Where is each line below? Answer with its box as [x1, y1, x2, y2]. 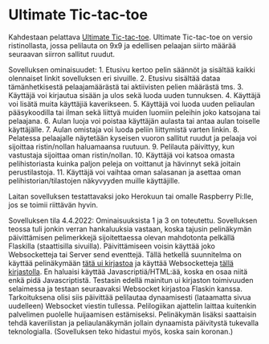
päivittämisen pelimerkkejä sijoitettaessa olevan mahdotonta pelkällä [8, 232, 235, 242]
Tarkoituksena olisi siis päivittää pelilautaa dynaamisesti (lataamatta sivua [8, 292, 251, 302]
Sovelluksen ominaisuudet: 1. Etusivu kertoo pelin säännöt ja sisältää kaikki [8, 64, 255, 74]
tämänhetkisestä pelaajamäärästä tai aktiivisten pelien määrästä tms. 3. [8, 82, 244, 92]
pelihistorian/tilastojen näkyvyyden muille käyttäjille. [8, 175, 181, 186]
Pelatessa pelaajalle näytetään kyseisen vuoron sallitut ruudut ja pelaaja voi [8, 133, 257, 142]
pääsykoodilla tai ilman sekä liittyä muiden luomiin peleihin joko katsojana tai [8, 107, 261, 117]
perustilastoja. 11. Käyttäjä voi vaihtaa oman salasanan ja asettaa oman [8, 167, 242, 177]
